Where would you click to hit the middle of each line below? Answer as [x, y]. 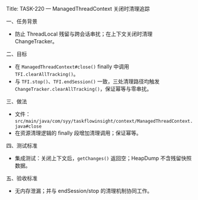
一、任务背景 [22, 21]
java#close [28, 126]
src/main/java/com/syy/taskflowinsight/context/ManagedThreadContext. [104, 121]
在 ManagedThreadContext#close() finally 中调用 [72, 66]
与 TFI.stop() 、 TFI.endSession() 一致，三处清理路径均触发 [87, 81]
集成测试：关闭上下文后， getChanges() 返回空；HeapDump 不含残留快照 [103, 158]
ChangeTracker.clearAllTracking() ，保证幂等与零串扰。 [83, 89]
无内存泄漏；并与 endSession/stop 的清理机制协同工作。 [84, 191]
